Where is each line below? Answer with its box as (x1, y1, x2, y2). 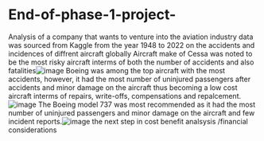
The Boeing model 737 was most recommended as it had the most (38, 100, 256, 109)
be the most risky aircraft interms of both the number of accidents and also (8, 57, 254, 67)
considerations (8, 125, 57, 135)
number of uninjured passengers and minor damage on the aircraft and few (8, 108, 255, 117)
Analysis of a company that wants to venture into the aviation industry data (8, 32, 254, 41)
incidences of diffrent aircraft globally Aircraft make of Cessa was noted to (8, 49, 253, 58)
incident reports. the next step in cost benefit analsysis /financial (8, 116, 248, 126)
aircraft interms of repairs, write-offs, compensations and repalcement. (8, 91, 242, 100)
